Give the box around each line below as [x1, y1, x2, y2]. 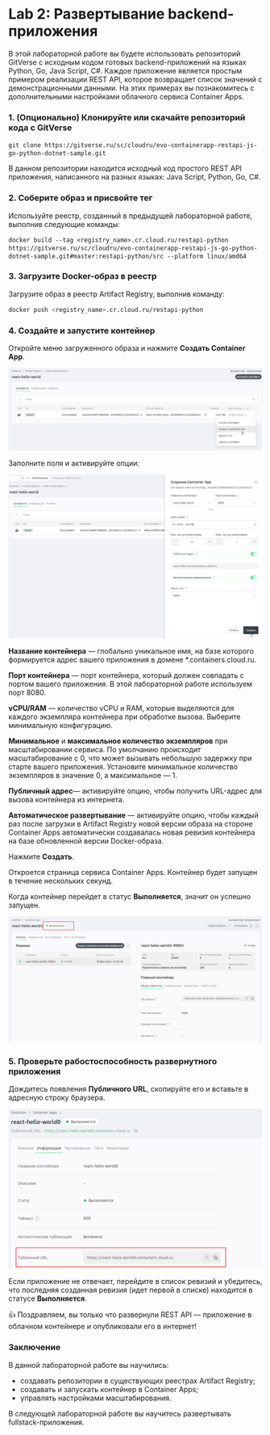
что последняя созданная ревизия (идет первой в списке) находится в [8, 1286, 253, 1295]
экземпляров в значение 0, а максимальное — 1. [8, 770, 178, 780]
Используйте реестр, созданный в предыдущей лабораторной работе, [8, 211, 253, 221]
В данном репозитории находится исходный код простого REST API [8, 163, 243, 174]
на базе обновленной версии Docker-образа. [8, 835, 164, 845]
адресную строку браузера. [8, 1092, 106, 1103]
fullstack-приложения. [8, 1417, 85, 1427]
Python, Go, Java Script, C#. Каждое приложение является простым [8, 65, 243, 75]
